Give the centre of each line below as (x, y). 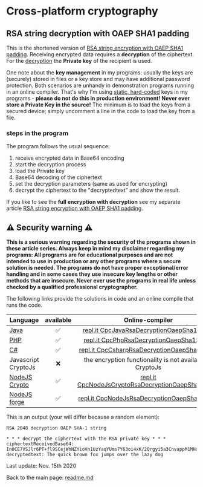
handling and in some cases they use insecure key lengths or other (92, 274)
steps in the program (37, 133)
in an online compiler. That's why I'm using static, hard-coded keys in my (97, 92)
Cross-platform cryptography (82, 11)
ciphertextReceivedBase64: (40, 444)
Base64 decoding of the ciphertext (59, 177)
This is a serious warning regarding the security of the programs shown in (101, 242)
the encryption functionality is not (131, 360)
